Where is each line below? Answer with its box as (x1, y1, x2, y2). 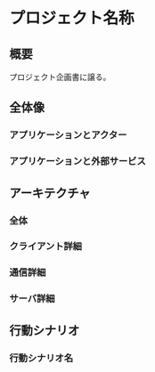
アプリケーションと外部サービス (9, 155, 147, 167)
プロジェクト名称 (9, 8, 135, 28)
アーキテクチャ (9, 185, 91, 200)
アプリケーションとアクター (9, 129, 127, 142)
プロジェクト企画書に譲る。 (9, 72, 111, 82)
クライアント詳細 (9, 240, 83, 253)
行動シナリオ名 (9, 352, 74, 364)
